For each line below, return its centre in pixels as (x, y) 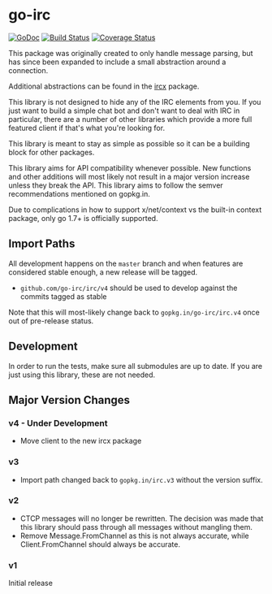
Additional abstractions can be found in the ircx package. (104, 86)
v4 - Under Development (58, 423)
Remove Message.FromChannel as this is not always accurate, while (134, 535)
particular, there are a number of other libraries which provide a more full (130, 119)
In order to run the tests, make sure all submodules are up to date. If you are (135, 366)
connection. (28, 70)
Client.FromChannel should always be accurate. (100, 544)
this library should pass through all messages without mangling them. (136, 527)
